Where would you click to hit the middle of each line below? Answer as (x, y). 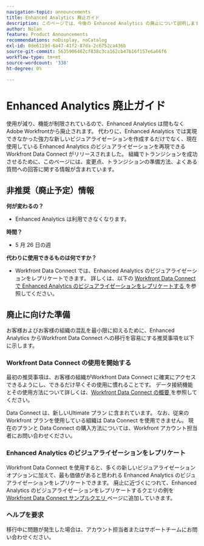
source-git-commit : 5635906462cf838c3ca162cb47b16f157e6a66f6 (87, 52)
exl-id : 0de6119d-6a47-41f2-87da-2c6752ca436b (66, 46)
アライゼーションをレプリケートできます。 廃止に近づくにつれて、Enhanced (101, 482)
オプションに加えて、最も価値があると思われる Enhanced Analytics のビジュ (101, 475)
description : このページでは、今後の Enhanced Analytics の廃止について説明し (99, 23)
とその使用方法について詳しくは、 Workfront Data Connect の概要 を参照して (102, 392)
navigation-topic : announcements (49, 12)
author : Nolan (24, 29)
